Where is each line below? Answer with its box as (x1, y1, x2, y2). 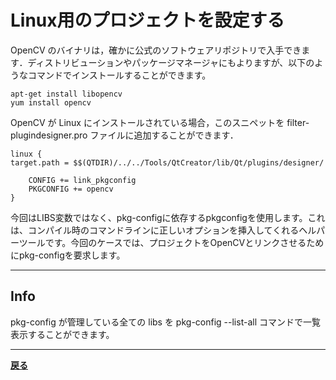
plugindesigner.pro (10, 129, 88, 141)
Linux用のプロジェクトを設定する (10, 9, 285, 32)
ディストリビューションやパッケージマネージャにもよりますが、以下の (27, 56, 315, 68)
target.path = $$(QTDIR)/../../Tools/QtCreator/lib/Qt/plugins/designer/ (10, 157, 325, 168)
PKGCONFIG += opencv (28, 184, 114, 194)
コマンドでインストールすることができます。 (27, 69, 212, 81)
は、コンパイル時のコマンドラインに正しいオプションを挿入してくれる (10, 224, 300, 236)
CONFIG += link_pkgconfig (28, 175, 137, 185)
